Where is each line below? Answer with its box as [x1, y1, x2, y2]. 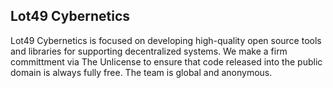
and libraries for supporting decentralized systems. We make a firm [10, 45, 288, 57]
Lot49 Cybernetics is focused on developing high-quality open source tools [10, 34, 322, 46]
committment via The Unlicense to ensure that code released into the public [10, 55, 323, 68]
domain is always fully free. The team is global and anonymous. [10, 66, 273, 78]
